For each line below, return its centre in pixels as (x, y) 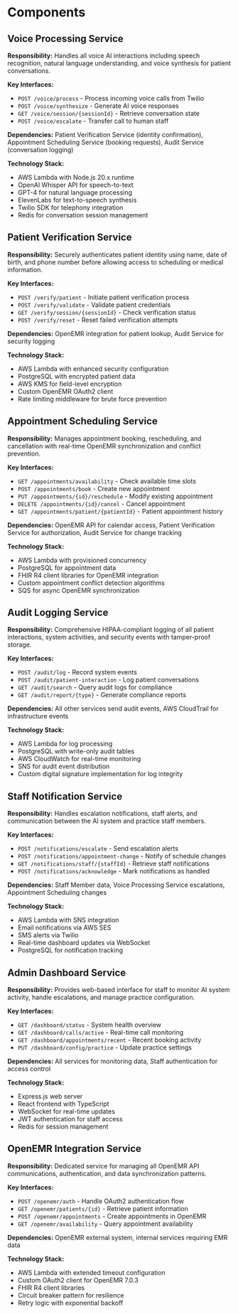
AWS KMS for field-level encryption (70, 384)
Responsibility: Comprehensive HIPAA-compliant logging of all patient (111, 630)
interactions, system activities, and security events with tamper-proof (109, 637)
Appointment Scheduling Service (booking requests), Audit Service (106, 142)
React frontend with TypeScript (63, 1104)
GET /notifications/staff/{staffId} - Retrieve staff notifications (113, 863)
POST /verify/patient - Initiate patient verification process (103, 297)
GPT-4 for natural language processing (75, 192)
